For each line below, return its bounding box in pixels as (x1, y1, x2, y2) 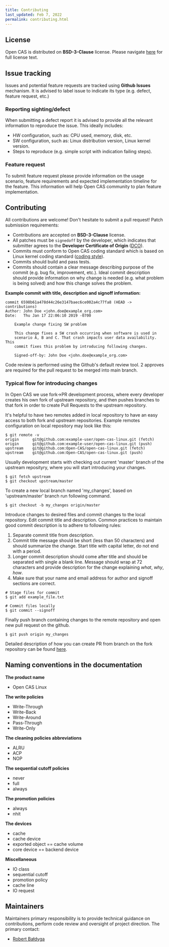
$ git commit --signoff (5, 608, 55, 613)
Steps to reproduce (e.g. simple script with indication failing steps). (12, 149, 152, 155)
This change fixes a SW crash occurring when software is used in (14, 331, 157, 336)
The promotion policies (5, 795, 55, 801)
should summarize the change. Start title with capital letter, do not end (12, 543, 159, 549)
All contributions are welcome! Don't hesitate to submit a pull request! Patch (5, 217, 163, 223)
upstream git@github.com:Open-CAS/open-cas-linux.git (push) (5, 450, 143, 455)
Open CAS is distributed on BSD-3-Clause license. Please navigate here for (5, 49, 163, 55)
